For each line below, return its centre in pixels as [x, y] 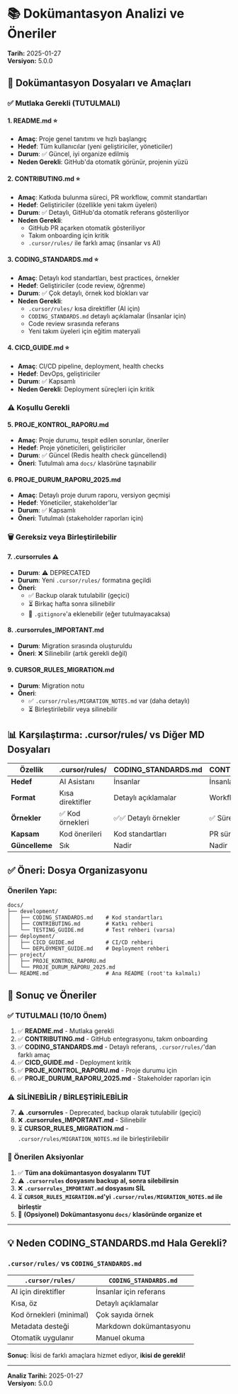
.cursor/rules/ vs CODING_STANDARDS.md [75, 1264]
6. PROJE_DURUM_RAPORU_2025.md [64, 479]
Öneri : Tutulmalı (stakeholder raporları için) [80, 518]
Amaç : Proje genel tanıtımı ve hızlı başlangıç [82, 139]
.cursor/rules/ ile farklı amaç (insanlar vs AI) [94, 242]
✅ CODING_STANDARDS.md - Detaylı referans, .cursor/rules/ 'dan [117, 1047]
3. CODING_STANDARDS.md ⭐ [53, 260]
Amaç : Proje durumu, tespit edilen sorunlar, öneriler [93, 440]
